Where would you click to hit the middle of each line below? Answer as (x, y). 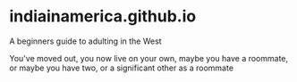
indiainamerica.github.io (103, 16)
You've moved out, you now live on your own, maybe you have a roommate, (149, 58)
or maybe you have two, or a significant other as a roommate (122, 68)
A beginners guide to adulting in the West (86, 41)
